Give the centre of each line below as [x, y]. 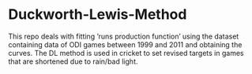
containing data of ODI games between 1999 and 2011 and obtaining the [125, 44]
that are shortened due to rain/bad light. [73, 61]
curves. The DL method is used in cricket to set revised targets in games [126, 53]
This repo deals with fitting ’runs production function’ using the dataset [124, 36]
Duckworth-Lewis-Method [98, 15]
